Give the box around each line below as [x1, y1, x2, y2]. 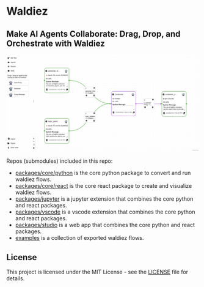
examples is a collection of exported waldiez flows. [15, 234, 144, 242]
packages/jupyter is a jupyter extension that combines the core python [15, 195, 194, 203]
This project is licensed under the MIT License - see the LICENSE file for [6, 268, 188, 276]
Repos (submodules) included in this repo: [6, 157, 113, 165]
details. [6, 275, 25, 282]
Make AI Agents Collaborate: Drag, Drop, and [6, 29, 181, 39]
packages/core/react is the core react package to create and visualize [15, 182, 192, 190]
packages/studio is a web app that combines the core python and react [15, 222, 195, 229]
